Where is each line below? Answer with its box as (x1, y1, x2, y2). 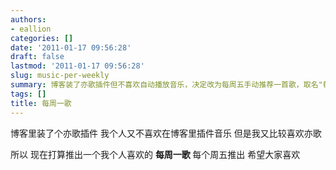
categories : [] (10, 33, 74, 43)
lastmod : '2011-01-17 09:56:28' (10, 61, 145, 71)
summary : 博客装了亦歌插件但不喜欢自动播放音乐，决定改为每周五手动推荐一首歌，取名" (10, 80, 323, 90)
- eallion (10, 24, 52, 34)
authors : (10, 14, 47, 25)
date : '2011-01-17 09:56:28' (10, 42, 132, 53)
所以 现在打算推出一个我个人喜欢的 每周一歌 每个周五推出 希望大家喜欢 (10, 148, 301, 160)
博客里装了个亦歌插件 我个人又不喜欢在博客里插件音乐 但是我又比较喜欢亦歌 (10, 127, 322, 139)
